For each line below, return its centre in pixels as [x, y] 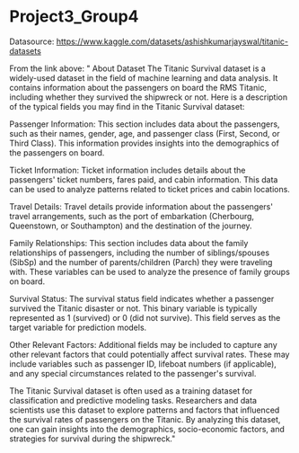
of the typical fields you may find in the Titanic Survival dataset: [127, 106]
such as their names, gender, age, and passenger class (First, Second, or [145, 133]
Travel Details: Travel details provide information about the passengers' [141, 206]
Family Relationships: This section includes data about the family [129, 243]
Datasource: [32, 41]
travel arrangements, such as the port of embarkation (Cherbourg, [132, 216]
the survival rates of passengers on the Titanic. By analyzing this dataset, [145, 419]
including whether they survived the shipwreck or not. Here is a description [149, 97]
